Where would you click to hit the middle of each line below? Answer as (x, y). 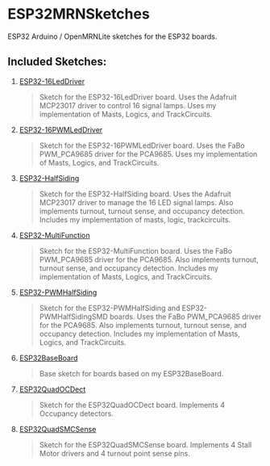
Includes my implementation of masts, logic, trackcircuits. (135, 220)
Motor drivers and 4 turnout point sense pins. (114, 453)
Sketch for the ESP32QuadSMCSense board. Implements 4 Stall (145, 444)
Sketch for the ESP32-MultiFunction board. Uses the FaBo (136, 250)
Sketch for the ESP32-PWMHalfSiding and (110, 308)
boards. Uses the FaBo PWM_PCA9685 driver (185, 317)
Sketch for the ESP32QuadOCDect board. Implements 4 (132, 405)
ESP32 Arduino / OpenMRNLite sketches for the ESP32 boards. (112, 36)
